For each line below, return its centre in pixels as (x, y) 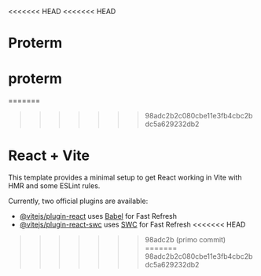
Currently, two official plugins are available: (78, 201)
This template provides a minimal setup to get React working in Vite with (125, 178)
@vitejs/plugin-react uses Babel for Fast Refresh (98, 216)
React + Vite (49, 156)
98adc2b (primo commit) (186, 240)
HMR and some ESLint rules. (54, 186)
